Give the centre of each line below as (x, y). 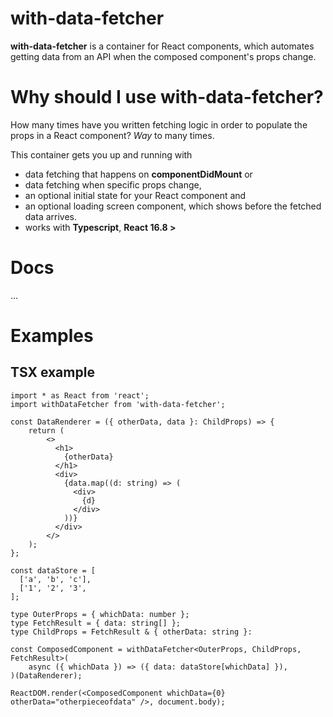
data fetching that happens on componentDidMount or (138, 174)
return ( (46, 430)
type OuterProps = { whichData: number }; (100, 614)
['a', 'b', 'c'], (55, 579)
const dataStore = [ (53, 570)
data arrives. (51, 216)
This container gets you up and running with (101, 154)
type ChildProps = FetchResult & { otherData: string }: (131, 632)
